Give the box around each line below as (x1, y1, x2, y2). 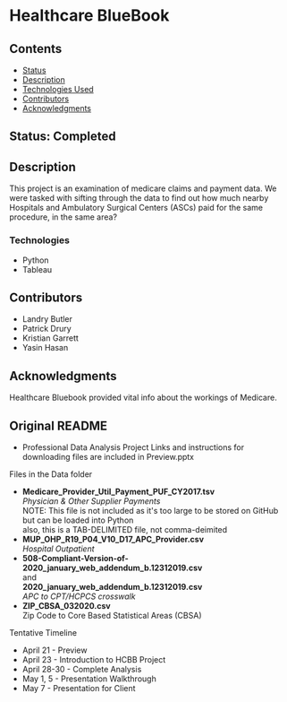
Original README (9, 418, 108, 433)
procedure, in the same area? (9, 212, 118, 222)
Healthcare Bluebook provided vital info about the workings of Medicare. (9, 392, 277, 403)
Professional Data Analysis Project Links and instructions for (21, 441, 245, 453)
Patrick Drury (21, 324, 72, 334)
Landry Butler (21, 314, 73, 325)
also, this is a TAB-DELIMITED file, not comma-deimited (21, 524, 228, 534)
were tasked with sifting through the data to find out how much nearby (9, 193, 269, 204)
